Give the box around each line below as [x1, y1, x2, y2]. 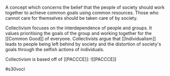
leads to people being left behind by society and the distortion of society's [5, 41, 161, 47]
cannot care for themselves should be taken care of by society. [5, 15, 138, 21]
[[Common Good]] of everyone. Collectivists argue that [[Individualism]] [5, 35, 156, 42]
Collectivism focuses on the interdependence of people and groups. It [5, 25, 152, 31]
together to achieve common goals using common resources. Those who [5, 10, 159, 16]
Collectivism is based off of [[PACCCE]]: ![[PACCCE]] [5, 56, 117, 62]
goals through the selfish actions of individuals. [5, 47, 104, 52]
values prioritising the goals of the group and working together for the [5, 30, 152, 36]
